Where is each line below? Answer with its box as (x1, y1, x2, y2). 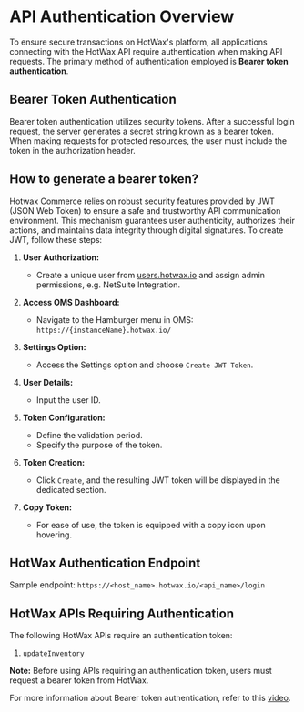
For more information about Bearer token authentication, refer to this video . (9, 693, 291, 704)
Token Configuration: (22, 412, 106, 423)
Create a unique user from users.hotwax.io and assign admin (35, 269, 266, 280)
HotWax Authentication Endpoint (9, 555, 201, 570)
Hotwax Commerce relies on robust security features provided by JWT (9, 196, 275, 206)
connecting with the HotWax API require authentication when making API (9, 45, 283, 56)
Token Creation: (22, 456, 86, 467)
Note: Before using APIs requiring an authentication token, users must (9, 666, 272, 677)
